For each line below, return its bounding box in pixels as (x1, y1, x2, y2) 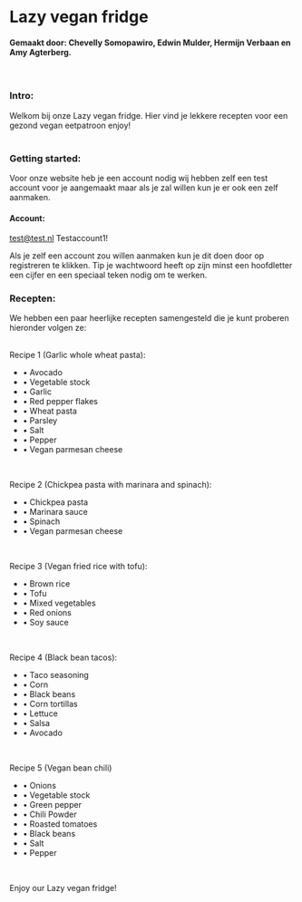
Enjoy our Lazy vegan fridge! (9, 883, 117, 894)
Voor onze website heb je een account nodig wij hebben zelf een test (9, 172, 268, 183)
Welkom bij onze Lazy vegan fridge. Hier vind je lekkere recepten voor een (9, 110, 288, 121)
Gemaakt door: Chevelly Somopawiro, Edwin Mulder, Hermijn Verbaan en (9, 37, 291, 48)
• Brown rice (22, 578, 71, 589)
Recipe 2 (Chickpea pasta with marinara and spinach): (9, 480, 212, 490)
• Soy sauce (22, 617, 70, 628)
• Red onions (22, 607, 73, 618)
